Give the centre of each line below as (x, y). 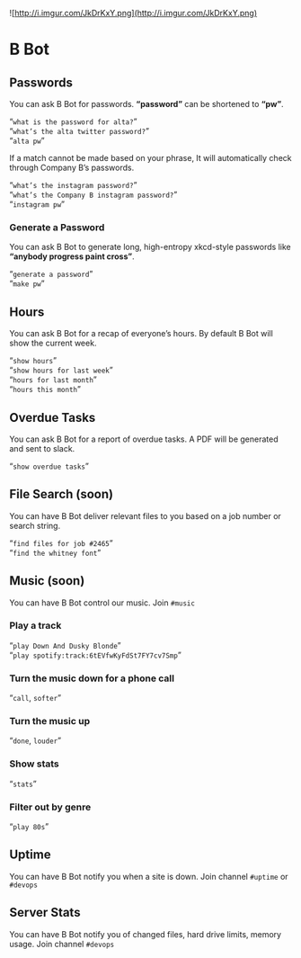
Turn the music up (50, 721)
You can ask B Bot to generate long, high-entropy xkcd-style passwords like (150, 247)
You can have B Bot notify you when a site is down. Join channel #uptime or (149, 876)
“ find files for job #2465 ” (62, 542)
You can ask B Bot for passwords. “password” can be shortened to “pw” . (147, 104)
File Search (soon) (62, 494)
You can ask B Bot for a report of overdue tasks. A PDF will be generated (144, 439)
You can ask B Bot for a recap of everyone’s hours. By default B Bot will (142, 334)
